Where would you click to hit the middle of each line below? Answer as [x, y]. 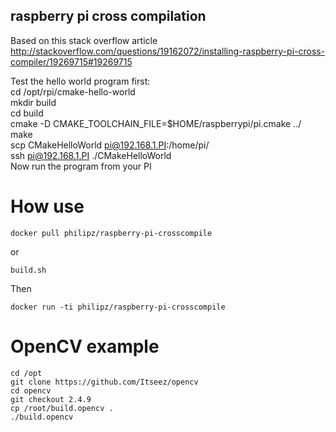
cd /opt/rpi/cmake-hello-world [73, 91]
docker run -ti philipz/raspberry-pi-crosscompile [118, 307]
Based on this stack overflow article [84, 40]
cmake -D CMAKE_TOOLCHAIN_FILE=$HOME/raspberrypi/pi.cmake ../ [156, 123]
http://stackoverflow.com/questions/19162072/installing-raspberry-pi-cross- [168, 51]
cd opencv [31, 390]
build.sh [28, 270]
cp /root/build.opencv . [62, 408]
